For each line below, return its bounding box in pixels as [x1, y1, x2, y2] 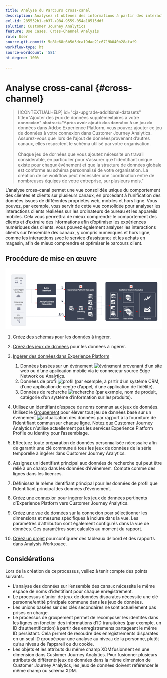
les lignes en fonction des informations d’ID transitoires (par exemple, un [12, 620, 162, 626]
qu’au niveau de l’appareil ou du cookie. [12, 641, 94, 647]
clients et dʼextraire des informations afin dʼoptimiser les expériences [5, 219, 146, 225]
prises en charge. [12, 609, 49, 615]
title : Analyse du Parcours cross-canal [5, 8, 91, 13]
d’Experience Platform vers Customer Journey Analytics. [12, 500, 129, 506]
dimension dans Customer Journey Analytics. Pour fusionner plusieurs [12, 651, 158, 657]
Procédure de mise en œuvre [5, 254, 97, 263]
